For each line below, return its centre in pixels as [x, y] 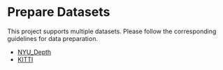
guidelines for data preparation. [52, 38]
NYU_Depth [34, 52]
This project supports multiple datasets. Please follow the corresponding [112, 31]
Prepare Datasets [59, 12]
